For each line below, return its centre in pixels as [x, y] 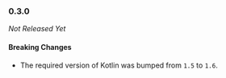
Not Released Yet [37, 29]
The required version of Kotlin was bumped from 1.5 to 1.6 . [119, 65]
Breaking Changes [40, 47]
